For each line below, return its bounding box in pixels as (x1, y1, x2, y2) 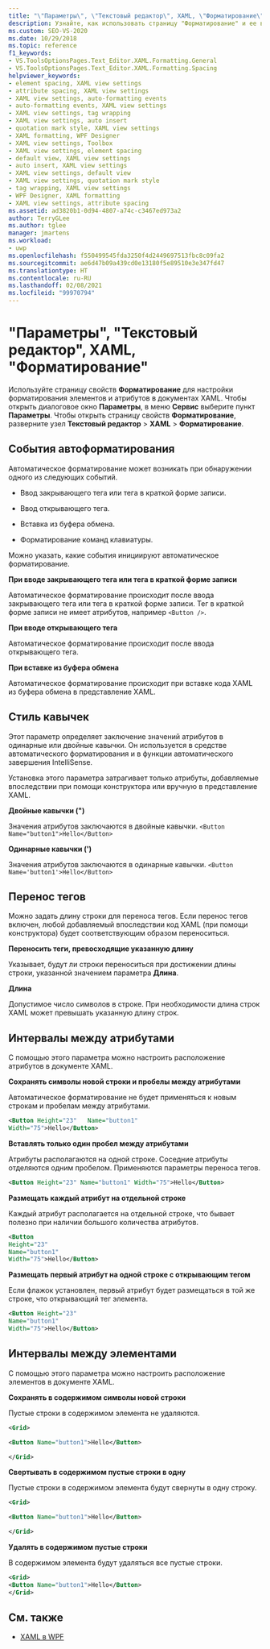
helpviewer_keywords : (8, 72, 81, 80)
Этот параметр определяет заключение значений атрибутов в (8, 731, 223, 741)
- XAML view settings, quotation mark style (8, 177, 160, 185)
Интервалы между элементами (8, 1347, 177, 1360)
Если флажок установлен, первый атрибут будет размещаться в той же (8, 1286, 256, 1295)
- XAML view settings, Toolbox (8, 139, 113, 147)
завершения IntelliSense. (8, 757, 93, 766)
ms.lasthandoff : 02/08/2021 (8, 281, 103, 290)
